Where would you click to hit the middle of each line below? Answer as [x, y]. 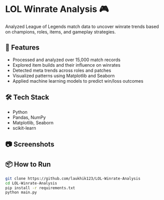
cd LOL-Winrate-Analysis [31, 183]
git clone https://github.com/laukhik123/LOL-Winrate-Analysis [73, 178]
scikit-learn [24, 128]
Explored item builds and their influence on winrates [66, 65]
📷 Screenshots [30, 144]
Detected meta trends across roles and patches [62, 70]
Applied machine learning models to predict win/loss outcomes [78, 81]
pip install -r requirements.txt [40, 188]
